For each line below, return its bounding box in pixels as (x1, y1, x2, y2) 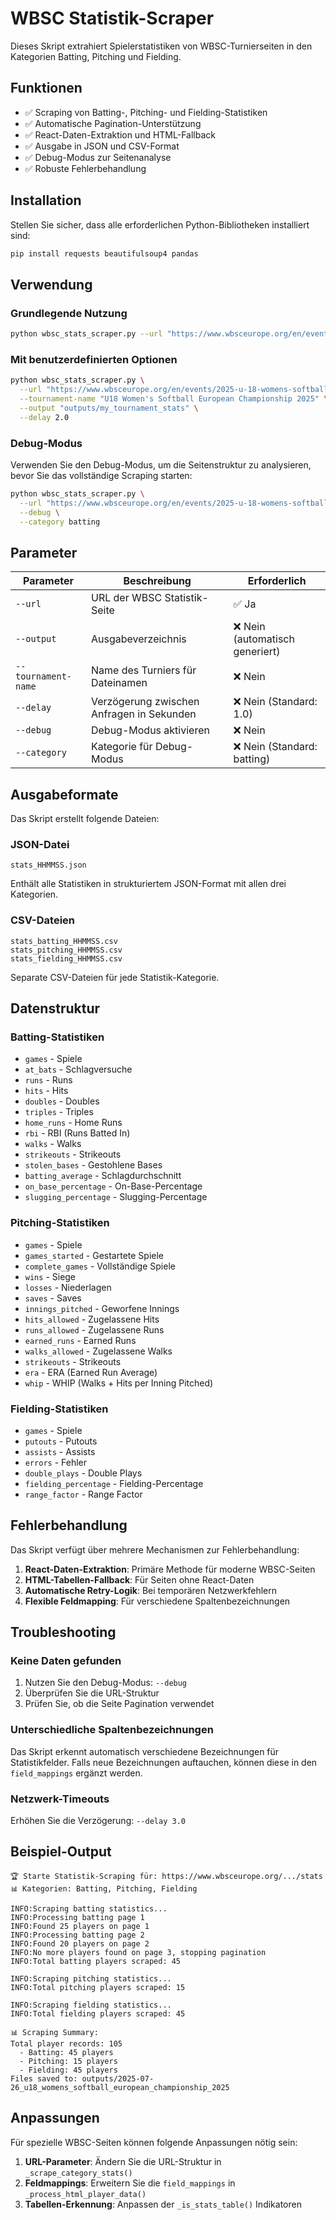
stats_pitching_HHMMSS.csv (10, 945, 123, 955)
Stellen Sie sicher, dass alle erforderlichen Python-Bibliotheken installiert (10, 218, 310, 231)
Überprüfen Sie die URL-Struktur (24, 1687, 160, 1699)
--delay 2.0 (19, 412, 70, 422)
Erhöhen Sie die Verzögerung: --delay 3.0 (10, 1815, 186, 1827)
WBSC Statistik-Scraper (10, 7, 215, 30)
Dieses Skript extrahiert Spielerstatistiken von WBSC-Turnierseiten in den (10, 40, 313, 52)
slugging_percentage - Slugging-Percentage (24, 1191, 208, 1203)
